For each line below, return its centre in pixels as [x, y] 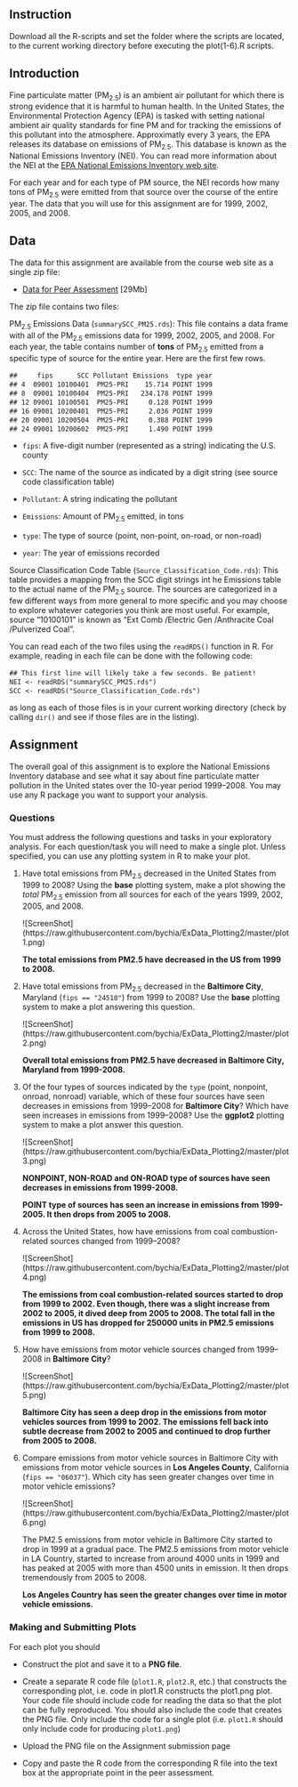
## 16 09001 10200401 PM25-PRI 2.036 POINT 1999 [111, 412]
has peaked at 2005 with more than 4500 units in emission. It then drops [155, 1568]
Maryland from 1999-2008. [74, 1070]
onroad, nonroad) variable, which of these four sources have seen [143, 1096]
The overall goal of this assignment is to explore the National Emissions [140, 766]
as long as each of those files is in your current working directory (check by [148, 708]
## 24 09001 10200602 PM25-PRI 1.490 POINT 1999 [111, 429]
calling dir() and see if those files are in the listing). [105, 716]
